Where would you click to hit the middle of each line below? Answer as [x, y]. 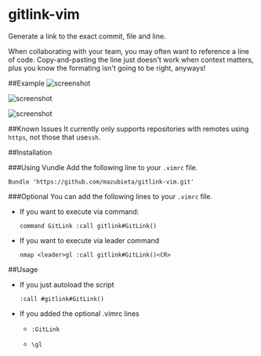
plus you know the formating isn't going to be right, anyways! [107, 67]
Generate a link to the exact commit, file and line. [87, 36]
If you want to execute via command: [79, 211]
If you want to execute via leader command [89, 240]
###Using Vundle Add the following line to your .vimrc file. [103, 167]
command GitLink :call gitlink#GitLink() [88, 226]
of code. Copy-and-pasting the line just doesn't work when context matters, [131, 60]
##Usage [23, 269]
